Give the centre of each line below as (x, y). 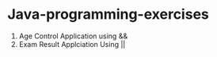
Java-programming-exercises (108, 14)
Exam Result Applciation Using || (72, 44)
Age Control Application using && (73, 36)
